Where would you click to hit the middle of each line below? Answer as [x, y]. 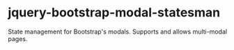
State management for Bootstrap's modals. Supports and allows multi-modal [118, 32]
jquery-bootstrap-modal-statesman [114, 13]
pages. [18, 38]
